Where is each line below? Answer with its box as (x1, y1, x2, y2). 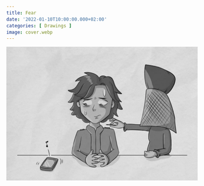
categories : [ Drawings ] (6, 22, 72, 29)
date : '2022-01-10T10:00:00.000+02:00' (6, 16, 107, 22)
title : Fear (6, 10, 36, 16)
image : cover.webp (6, 29, 53, 35)
